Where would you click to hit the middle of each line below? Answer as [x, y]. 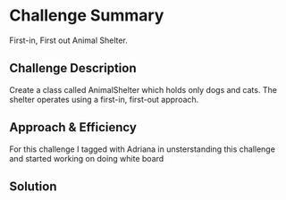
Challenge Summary [87, 16]
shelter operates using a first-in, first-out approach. [104, 99]
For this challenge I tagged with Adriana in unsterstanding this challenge [142, 149]
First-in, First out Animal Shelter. [68, 40]
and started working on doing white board [87, 158]
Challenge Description [73, 68]
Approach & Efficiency [73, 127]
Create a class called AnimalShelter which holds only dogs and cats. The [143, 89]
